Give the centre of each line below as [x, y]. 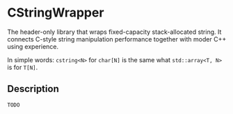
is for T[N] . [23, 67]
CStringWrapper [56, 13]
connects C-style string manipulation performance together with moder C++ [117, 39]
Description [33, 89]
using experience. [33, 46]
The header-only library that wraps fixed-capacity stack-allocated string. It [114, 32]
